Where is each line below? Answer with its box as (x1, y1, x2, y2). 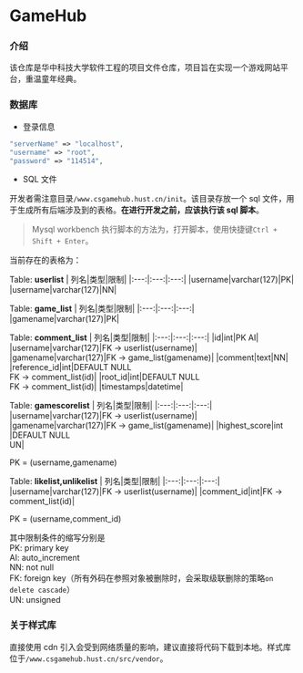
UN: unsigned (9, 595, 61, 606)
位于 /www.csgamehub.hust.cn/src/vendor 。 (9, 653, 168, 664)
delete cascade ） (9, 585, 76, 595)
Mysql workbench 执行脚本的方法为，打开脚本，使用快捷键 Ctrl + (31, 224, 278, 235)
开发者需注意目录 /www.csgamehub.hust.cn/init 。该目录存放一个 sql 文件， (9, 193, 287, 204)
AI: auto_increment (9, 553, 80, 564)
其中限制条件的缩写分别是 (9, 533, 106, 544)
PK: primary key (9, 543, 70, 554)
